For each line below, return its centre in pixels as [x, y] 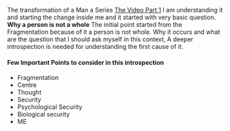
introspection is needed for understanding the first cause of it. [95, 47]
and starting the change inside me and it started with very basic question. [112, 17]
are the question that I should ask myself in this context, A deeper [101, 39]
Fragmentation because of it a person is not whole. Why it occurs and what [114, 32]
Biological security [43, 114]
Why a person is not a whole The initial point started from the [95, 24]
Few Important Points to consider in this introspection [85, 62]
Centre [27, 85]
